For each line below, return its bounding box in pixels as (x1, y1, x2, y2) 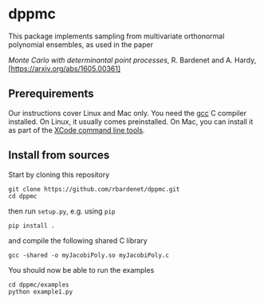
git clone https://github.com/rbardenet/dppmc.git (8, 185, 180, 193)
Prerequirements (8, 87, 94, 101)
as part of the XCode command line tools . (8, 125, 145, 134)
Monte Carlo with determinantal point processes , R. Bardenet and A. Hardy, (8, 55, 257, 65)
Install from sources (8, 149, 110, 162)
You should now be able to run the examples (8, 265, 155, 274)
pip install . (8, 222, 56, 230)
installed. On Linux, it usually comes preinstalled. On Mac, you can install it (8, 117, 254, 126)
